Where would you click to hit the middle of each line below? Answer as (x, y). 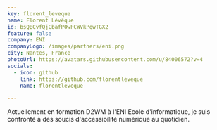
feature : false (30, 33)
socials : (20, 66)
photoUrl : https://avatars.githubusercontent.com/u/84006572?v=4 (105, 60)
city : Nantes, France (39, 53)
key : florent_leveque (39, 14)
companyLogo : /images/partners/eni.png (66, 46)
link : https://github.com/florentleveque (81, 79)
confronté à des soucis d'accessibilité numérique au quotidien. (99, 119)
